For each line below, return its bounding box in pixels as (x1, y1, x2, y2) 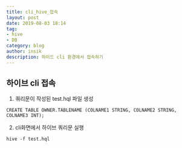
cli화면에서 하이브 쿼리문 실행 (15, 124, 84, 131)
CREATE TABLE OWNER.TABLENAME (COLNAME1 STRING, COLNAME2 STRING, (6, 107, 177, 113)
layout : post (6, 15, 39, 21)
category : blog (6, 43, 45, 49)
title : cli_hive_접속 (6, 8, 59, 15)
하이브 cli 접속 (6, 78, 56, 89)
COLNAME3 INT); (6, 113, 45, 119)
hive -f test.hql (6, 136, 50, 143)
